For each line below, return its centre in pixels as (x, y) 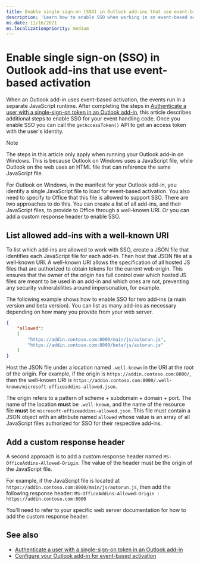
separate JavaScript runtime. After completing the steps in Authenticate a (96, 106)
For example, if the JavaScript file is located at (63, 480)
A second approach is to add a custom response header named (84, 456)
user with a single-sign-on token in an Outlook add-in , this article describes (99, 112)
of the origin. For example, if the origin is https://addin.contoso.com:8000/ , (99, 374)
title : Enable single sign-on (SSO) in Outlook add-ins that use (89, 12)
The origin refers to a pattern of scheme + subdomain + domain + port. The (99, 398)
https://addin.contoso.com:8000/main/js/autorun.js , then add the (88, 487)
